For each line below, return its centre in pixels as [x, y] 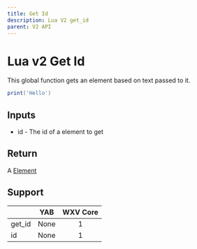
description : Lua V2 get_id [48, 20]
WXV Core [81, 212]
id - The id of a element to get [60, 132]
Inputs [22, 115]
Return [22, 154]
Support [25, 193]
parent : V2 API [29, 27]
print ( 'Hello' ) [29, 93]
